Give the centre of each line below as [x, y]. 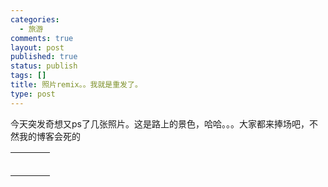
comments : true [42, 38]
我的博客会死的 [49, 136]
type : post [33, 94]
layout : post [37, 47]
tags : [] [28, 76]
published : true [44, 57]
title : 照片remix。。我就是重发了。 [76, 85]
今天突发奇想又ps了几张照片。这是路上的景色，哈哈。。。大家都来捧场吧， [160, 123]
